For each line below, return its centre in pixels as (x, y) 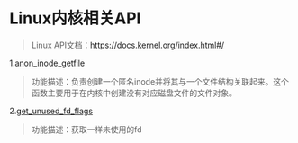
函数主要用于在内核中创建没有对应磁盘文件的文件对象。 (134, 93)
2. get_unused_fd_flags (51, 111)
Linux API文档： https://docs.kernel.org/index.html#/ (128, 45)
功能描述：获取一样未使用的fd (86, 129)
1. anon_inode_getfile (47, 63)
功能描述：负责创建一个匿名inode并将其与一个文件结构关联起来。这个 (160, 81)
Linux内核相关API (75, 18)
